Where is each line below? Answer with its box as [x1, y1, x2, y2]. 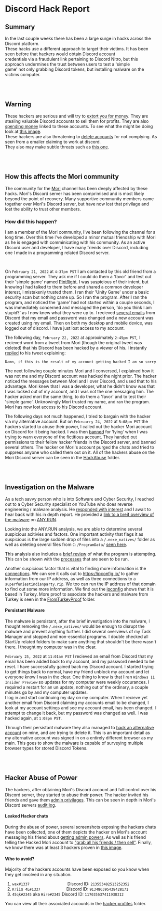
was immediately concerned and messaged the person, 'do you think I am [5, 304, 152, 310]
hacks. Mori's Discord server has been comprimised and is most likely [5, 191, 145, 196]
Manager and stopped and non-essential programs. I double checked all [5, 634, 148, 639]
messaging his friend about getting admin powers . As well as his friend [5, 834, 146, 840]
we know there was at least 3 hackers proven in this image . [5, 845, 123, 850]
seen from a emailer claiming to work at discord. [5, 139, 101, 144]
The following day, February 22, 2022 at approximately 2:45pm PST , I [5, 335, 140, 340]
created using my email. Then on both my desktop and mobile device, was [5, 320, 153, 326]
